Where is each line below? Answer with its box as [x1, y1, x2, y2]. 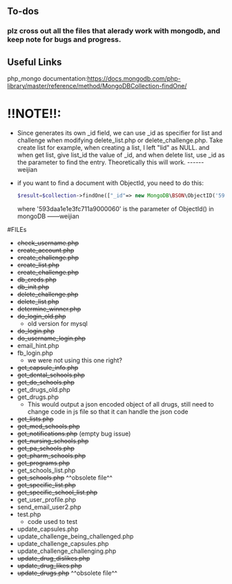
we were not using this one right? [27, 356, 123, 364]
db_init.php [17, 282, 50, 291]
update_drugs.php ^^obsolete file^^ [17, 569, 117, 577]
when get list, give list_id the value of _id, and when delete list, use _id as [17, 151, 225, 159]
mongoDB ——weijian [17, 212, 79, 220]
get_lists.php [17, 414, 54, 423]
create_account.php [17, 246, 75, 254]
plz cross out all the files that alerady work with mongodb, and [7, 26, 221, 36]
